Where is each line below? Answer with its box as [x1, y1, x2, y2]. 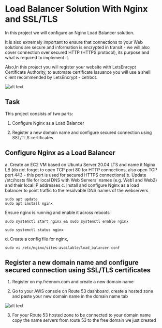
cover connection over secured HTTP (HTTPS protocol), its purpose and [5, 49, 149, 55]
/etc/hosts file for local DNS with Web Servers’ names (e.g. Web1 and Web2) [5, 177, 157, 183]
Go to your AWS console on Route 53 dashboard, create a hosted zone [12, 288, 153, 294]
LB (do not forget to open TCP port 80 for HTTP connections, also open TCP [5, 166, 157, 173]
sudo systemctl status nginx [5, 227, 64, 232]
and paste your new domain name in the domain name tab [12, 294, 128, 299]
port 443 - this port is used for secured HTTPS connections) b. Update [5, 172, 147, 178]
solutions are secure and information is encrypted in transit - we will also [5, 44, 150, 50]
